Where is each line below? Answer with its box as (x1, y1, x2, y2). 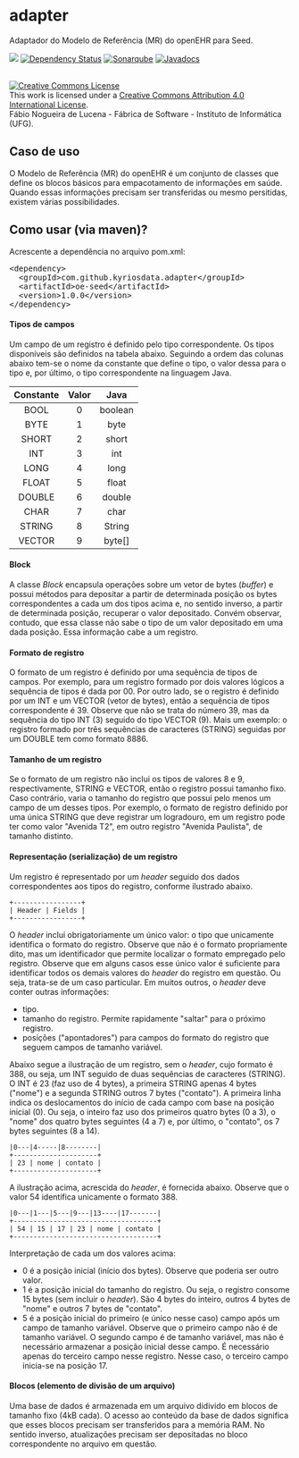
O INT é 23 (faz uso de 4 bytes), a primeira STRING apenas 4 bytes (9, 1078, 257, 1089)
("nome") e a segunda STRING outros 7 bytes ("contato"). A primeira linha (9, 1087, 281, 1098)
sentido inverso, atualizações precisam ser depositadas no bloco (9, 1429, 248, 1439)
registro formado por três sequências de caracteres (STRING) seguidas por (9, 724, 287, 735)
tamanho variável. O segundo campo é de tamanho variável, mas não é (21, 1331, 284, 1342)
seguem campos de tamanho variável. (21, 1041, 163, 1052)
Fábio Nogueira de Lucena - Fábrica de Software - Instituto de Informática (9, 108, 282, 119)
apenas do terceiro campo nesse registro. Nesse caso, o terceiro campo (21, 1351, 288, 1361)
